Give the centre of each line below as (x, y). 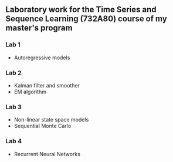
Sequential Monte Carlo (43, 126)
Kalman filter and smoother (47, 85)
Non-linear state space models (51, 120)
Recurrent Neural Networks (47, 154)
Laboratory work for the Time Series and (81, 10)
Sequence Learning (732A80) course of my (86, 19)
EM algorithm (30, 92)
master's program (39, 28)
